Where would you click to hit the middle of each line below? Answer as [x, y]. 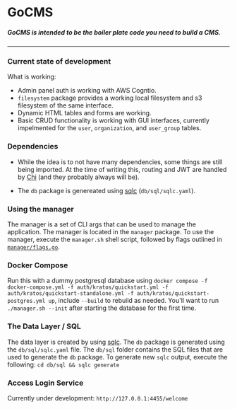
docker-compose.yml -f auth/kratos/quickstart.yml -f [88, 287]
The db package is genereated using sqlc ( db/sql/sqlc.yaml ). [107, 190]
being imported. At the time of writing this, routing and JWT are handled [122, 169]
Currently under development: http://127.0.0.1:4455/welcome [98, 398]
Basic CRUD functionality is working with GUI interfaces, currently [114, 120]
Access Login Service [45, 383]
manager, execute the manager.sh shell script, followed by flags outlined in [115, 240]
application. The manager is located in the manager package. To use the [111, 232]
